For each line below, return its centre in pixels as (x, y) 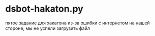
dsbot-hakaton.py (44, 9)
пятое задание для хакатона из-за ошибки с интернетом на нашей (77, 23)
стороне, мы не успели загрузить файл (48, 28)
